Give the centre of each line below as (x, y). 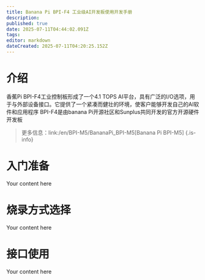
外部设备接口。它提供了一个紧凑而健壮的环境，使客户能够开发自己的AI (105, 104)
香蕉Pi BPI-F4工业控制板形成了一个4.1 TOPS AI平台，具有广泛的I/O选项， (98, 96)
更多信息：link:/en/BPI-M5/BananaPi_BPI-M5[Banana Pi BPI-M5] (103, 132)
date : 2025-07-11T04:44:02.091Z (47, 29)
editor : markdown (28, 40)
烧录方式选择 (39, 210)
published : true (27, 23)
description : (23, 18)
